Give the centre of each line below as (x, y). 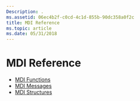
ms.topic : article (29, 28)
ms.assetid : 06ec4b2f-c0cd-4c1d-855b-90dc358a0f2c (70, 17)
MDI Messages (33, 86)
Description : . (25, 12)
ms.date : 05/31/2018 (32, 34)
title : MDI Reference (33, 23)
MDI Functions (32, 80)
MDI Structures (33, 92)
